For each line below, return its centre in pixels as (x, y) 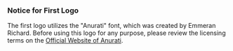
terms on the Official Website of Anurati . (65, 41)
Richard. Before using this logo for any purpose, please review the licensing (116, 33)
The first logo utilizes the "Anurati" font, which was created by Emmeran (112, 26)
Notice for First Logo (43, 10)
